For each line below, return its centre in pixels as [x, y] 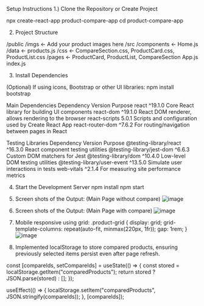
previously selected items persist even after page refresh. [87, 254]
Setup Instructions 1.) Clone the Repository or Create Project [82, 9]
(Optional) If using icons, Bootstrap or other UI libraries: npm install [90, 87]
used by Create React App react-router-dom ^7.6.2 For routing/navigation [98, 125]
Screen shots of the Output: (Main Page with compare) [84, 210]
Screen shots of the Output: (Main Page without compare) [88, 199]
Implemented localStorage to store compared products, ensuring [97, 247]
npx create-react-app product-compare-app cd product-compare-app [95, 20]
